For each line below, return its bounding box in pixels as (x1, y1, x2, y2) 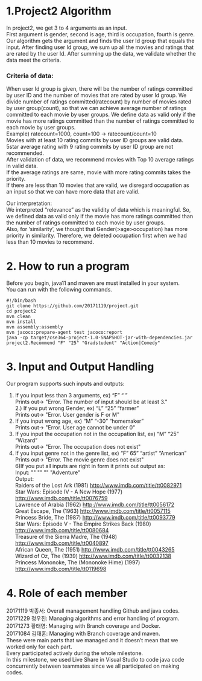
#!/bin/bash (6, 298, 36, 304)
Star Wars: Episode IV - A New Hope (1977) (14, 488, 122, 495)
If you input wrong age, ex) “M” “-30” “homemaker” (14, 417, 144, 425)
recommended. (6, 149, 44, 157)
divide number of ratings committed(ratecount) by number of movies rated (6, 98, 192, 105)
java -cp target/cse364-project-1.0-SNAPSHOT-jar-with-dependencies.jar (6, 334, 193, 341)
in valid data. (6, 162, 38, 170)
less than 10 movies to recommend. (6, 238, 95, 246)
